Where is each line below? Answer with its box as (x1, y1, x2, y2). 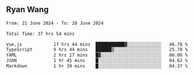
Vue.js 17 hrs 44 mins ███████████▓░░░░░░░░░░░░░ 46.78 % (6, 41, 188, 47)
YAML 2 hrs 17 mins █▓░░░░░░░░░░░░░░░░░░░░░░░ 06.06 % (6, 52, 188, 58)
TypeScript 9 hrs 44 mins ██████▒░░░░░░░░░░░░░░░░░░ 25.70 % (6, 47, 188, 53)
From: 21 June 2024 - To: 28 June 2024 (6, 20, 104, 26)
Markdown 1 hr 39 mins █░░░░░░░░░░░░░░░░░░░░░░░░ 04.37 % (6, 63, 188, 69)
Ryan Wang (6, 5, 49, 15)
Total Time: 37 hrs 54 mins (6, 30, 75, 37)
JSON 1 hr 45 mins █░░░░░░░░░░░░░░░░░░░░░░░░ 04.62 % (6, 58, 188, 64)
